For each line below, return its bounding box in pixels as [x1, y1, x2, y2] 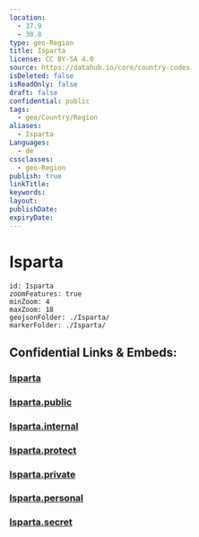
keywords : [9, 188, 47, 197]
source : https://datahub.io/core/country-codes [9, 64, 191, 73]
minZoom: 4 [9, 297, 50, 306]
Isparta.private [9, 468, 76, 481]
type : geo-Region [9, 38, 74, 48]
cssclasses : [9, 154, 54, 164]
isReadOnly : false [9, 80, 78, 89]
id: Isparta [9, 281, 54, 290]
